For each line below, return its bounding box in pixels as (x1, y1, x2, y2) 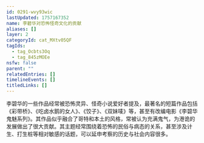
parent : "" (6, 65, 34, 72)
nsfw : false (6, 60, 36, 66)
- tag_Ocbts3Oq (12, 49, 50, 55)
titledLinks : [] (6, 83, 47, 89)
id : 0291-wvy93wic (6, 9, 53, 15)
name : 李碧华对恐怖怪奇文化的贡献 (6, 20, 82, 26)
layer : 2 (6, 32, 29, 38)
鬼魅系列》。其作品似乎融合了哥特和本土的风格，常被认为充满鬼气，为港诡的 (6, 115, 195, 122)
